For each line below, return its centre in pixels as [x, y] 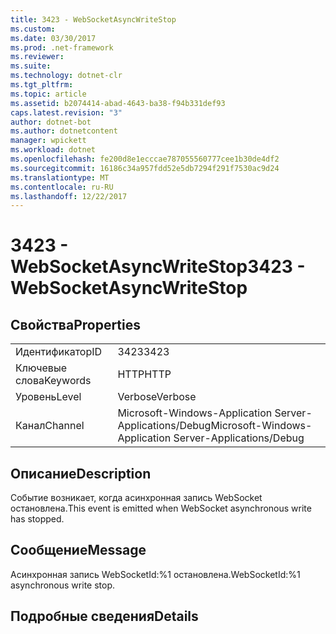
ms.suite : [31, 66]
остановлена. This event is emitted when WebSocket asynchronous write [161, 508]
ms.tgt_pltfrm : [42, 85]
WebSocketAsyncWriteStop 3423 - [158, 267]
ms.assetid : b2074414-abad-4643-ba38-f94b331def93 [118, 103]
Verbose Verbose [157, 397]
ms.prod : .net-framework [62, 47]
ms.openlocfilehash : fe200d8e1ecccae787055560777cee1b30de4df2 [145, 159]
